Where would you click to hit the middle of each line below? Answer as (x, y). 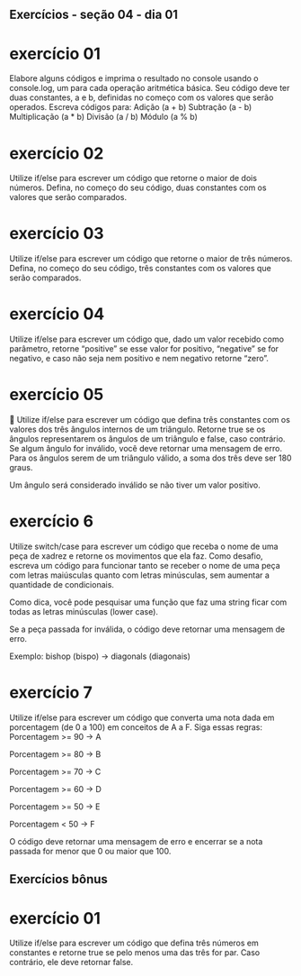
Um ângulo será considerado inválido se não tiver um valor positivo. (135, 485)
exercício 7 (51, 693)
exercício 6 (52, 521)
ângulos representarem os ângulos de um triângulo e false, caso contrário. (147, 439)
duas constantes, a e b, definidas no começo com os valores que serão (142, 97)
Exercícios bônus (58, 879)
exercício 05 (57, 395)
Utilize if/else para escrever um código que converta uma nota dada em (142, 717)
